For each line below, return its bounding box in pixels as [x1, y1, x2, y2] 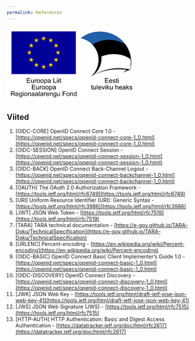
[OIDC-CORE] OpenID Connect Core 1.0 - [15, 127, 116, 135]
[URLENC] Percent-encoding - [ [15, 241, 93, 248]
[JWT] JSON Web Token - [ [15, 209, 82, 217]
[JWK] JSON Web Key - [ [15, 291, 77, 298]
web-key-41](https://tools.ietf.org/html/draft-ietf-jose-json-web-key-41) [15, 297, 190, 304]
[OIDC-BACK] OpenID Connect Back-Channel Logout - [15, 165, 148, 172]
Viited [6, 112, 29, 122]
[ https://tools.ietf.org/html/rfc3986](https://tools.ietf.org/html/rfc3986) [15, 203, 186, 210]
